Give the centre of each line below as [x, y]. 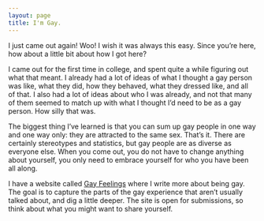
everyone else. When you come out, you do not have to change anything [126, 152]
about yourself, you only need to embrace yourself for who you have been [128, 159]
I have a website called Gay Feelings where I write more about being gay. [127, 183]
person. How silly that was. [52, 110]
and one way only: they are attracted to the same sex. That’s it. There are [127, 134]
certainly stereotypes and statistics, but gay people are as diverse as [120, 143]
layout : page [30, 15]
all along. [23, 168]
